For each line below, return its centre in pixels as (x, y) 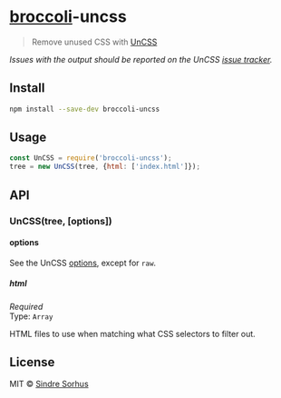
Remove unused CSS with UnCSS (94, 42)
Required (26, 306)
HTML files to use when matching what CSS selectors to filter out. (132, 333)
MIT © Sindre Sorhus (49, 384)
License (32, 362)
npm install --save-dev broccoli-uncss (85, 109)
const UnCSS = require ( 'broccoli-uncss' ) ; (91, 158)
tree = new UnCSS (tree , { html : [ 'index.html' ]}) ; (105, 167)
